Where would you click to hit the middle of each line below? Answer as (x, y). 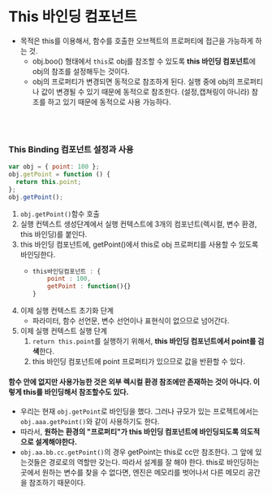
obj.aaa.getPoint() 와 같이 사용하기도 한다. (90, 422)
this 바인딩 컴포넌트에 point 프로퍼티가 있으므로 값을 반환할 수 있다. (138, 361)
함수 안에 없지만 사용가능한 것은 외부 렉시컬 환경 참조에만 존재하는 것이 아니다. (130, 381)
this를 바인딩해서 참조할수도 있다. (76, 392)
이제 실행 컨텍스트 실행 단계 (64, 331)
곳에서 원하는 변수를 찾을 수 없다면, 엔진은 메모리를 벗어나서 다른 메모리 (133, 472)
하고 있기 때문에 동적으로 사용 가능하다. (109, 102)
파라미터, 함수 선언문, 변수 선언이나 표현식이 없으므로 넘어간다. (131, 321)
